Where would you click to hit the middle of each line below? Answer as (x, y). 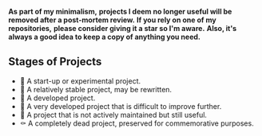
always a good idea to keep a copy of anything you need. (105, 37)
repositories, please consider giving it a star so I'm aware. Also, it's (123, 28)
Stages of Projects (55, 62)
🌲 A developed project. (58, 98)
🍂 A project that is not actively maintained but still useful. (113, 115)
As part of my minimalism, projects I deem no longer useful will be (120, 12)
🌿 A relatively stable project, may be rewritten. (96, 89)
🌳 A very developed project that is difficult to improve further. (121, 106)
